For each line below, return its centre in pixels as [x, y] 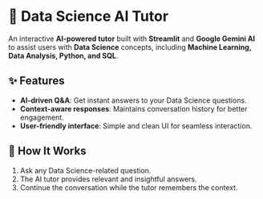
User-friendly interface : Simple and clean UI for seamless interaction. [136, 126]
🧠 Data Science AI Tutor [89, 16]
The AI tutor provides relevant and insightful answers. [109, 179]
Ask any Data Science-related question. [85, 170]
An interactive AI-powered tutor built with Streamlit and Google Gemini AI [131, 39]
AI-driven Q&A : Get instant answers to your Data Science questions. [133, 100]
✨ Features [36, 81]
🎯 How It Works [47, 151]
